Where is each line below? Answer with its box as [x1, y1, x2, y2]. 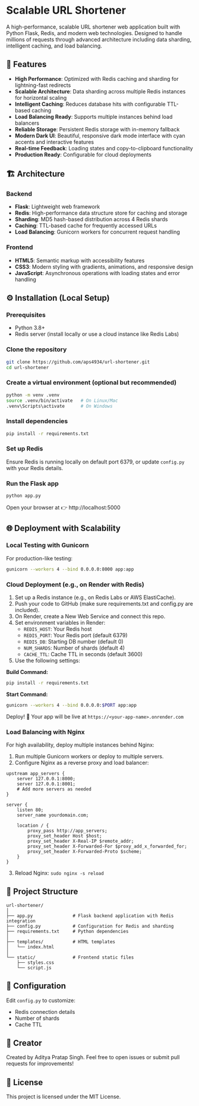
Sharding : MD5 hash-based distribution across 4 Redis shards [14, 216, 168, 223]
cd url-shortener [6, 364, 49, 370]
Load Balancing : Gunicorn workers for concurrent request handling [14, 228, 180, 235]
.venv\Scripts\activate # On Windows [6, 403, 113, 409]
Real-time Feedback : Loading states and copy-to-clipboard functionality [14, 144, 193, 152]
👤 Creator [6, 1038, 43, 1048]
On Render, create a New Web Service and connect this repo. [14, 613, 166, 620]
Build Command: [6, 668, 49, 675]
